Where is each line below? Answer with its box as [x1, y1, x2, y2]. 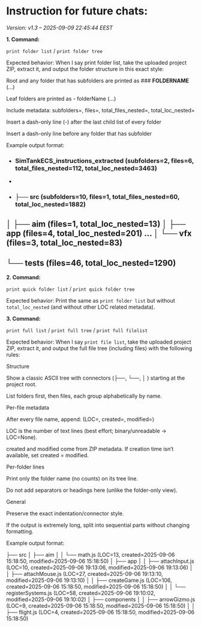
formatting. [6, 528, 34, 535]
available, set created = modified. [6, 452, 89, 459]
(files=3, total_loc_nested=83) [6, 237, 123, 247]
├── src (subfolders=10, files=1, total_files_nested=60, [14, 193, 180, 201]
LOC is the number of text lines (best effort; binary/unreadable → [6, 428, 167, 435]
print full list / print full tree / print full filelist [6, 327, 148, 334]
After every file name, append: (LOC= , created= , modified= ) [6, 416, 155, 423]
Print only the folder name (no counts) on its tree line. [6, 475, 138, 482]
